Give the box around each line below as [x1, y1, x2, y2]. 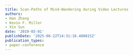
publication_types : [5, 38, 44, 43]
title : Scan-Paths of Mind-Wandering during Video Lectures [5, 7, 129, 12]
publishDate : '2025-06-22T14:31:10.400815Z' [5, 34, 96, 39]
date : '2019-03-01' [5, 29, 44, 34]
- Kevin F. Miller [5, 20, 42, 25]
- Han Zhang [5, 16, 29, 21]
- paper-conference [5, 43, 44, 47]
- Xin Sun [5, 25, 25, 30]
